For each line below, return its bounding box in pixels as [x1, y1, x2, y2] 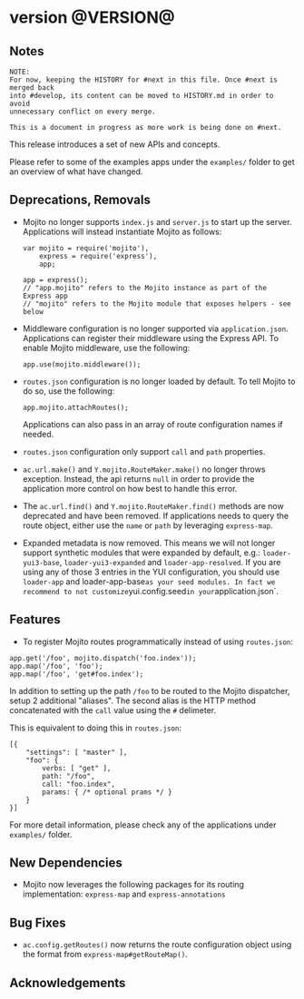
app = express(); [22, 275, 89, 284]
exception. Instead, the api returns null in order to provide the [22, 473, 255, 484]
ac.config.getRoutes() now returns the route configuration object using [22, 939, 292, 950]
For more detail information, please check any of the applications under [9, 819, 277, 830]
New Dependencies [9, 856, 123, 871]
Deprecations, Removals [9, 192, 152, 208]
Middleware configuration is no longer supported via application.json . [22, 323, 289, 334]
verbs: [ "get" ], [42, 763, 112, 773]
